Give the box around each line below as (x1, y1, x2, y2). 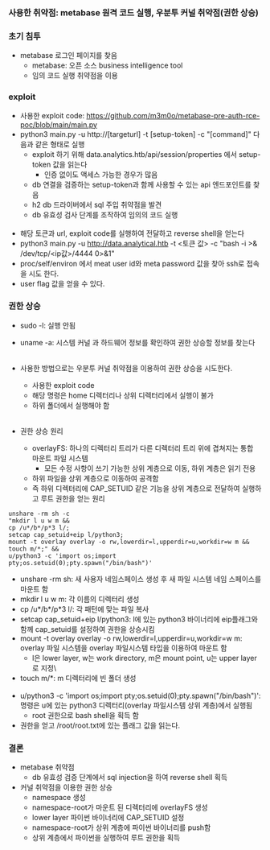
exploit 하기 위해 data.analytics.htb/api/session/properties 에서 (31, 149, 237, 159)
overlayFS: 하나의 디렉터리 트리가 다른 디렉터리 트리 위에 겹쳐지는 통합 (31, 443, 254, 452)
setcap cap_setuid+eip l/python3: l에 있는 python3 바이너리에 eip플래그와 (19, 614, 259, 624)
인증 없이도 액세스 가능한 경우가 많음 (43, 169, 158, 179)
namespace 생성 (31, 793, 86, 803)
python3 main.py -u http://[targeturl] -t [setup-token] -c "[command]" (19, 129, 252, 138)
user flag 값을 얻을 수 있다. (19, 279, 105, 288)
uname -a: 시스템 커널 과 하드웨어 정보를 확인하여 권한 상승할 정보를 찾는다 (19, 337, 256, 347)
